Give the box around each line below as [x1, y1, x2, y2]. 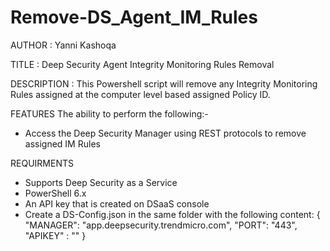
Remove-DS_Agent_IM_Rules [10, 6, 258, 29]
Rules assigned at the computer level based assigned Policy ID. [10, 88, 271, 100]
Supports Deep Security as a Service [24, 176, 178, 188]
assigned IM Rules [24, 137, 101, 150]
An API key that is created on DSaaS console [24, 197, 210, 210]
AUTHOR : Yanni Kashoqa [10, 39, 117, 51]
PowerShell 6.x [24, 187, 87, 199]
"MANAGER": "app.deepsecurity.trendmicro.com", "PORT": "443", [24, 219, 298, 231]
